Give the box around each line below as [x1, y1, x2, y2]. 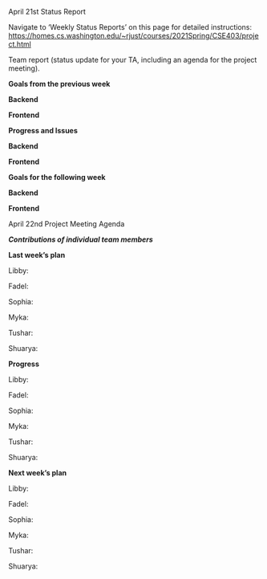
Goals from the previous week [8, 80, 111, 88]
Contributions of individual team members [8, 234, 154, 244]
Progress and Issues [8, 126, 79, 135]
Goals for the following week [8, 173, 106, 181]
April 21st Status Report [8, 7, 87, 16]
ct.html [8, 39, 32, 49]
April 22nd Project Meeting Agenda [8, 219, 125, 228]
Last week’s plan [8, 251, 66, 259]
